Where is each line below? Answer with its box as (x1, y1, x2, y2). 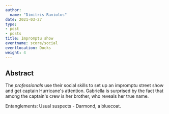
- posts (5, 31, 22, 36)
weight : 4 (5, 50, 26, 55)
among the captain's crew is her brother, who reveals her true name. (5, 93, 149, 99)
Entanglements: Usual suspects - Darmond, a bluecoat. (5, 103, 121, 109)
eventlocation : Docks (5, 45, 51, 50)
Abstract (5, 69, 34, 77)
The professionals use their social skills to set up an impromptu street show (5, 82, 164, 89)
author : (5, 7, 22, 13)
